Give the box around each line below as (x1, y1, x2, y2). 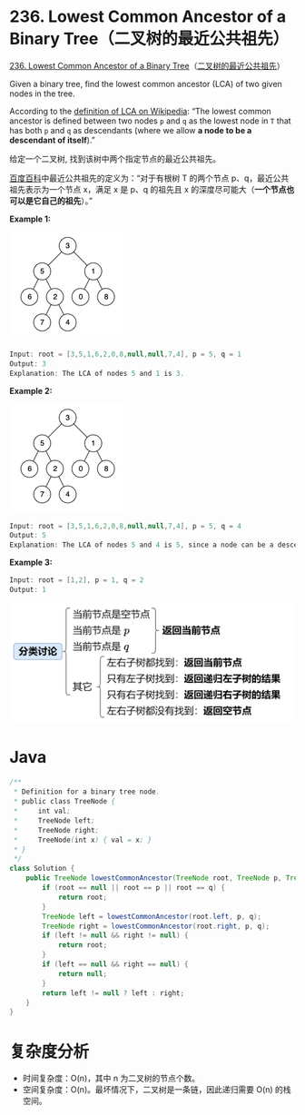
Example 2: (9, 385, 53, 396)
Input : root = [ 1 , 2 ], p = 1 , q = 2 (9, 576, 144, 585)
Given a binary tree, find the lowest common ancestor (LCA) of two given (9, 78, 283, 89)
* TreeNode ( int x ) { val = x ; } (13, 835, 152, 844)
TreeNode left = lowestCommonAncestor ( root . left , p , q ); (42, 912, 261, 921)
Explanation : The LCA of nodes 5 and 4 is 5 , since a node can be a (9, 540, 274, 550)
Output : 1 (9, 586, 47, 595)
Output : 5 (9, 531, 47, 540)
